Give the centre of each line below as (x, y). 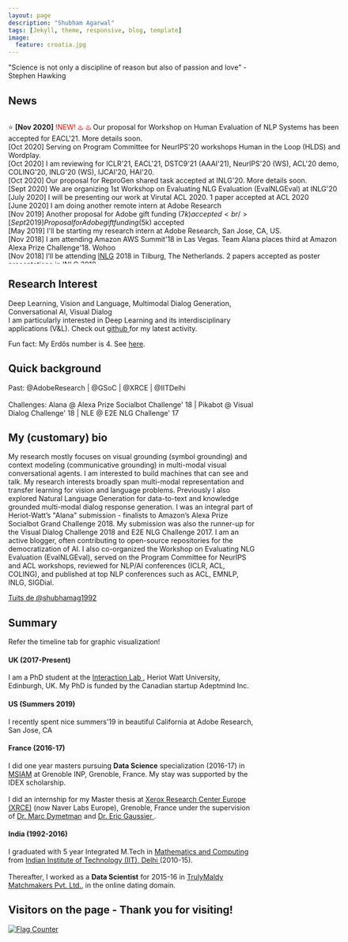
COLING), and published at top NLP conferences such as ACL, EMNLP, (123, 575)
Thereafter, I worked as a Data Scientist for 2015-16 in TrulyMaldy (116, 877)
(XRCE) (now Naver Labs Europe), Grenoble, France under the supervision (129, 808)
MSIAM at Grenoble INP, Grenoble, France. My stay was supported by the (128, 774)
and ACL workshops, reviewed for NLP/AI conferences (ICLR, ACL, (117, 566)
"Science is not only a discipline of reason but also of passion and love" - (128, 67)
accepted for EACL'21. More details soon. (75, 138)
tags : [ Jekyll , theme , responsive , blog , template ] (95, 30)
